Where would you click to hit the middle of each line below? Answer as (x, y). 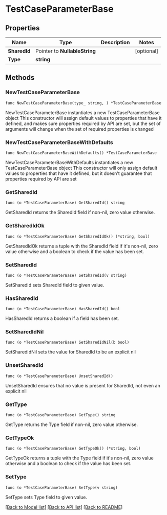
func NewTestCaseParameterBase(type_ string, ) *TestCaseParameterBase (83, 103)
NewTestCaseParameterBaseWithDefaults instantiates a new (69, 162)
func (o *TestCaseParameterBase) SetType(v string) (61, 487)
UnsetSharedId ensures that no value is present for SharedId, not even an (83, 385)
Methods (20, 78)
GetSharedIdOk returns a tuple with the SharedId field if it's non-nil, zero (82, 246)
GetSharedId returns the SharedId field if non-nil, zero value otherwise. (80, 212)
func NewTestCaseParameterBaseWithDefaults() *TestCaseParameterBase (81, 153)
